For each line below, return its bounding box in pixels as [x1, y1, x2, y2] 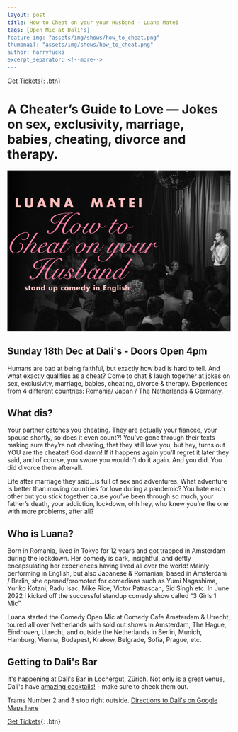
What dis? [7, 407, 53, 419]
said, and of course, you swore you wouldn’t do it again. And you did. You [7, 456, 222, 464]
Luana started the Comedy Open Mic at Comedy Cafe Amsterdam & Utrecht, [7, 613, 231, 622]
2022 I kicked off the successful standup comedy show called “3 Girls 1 [7, 592, 217, 600]
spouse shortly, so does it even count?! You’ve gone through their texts [7, 433, 215, 442]
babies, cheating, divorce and [7, 132, 186, 148]
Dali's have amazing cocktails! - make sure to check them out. [7, 682, 189, 691]
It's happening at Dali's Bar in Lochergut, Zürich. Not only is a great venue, [7, 675, 225, 683]
